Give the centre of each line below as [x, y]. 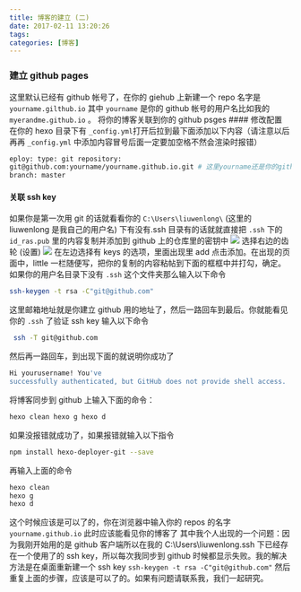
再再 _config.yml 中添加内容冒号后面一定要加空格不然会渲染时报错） [136, 142]
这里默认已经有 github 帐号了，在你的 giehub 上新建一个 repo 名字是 [135, 97]
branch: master [38, 176]
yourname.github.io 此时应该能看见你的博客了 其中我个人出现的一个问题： [146, 534]
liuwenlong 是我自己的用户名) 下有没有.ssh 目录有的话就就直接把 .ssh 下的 [146, 230]
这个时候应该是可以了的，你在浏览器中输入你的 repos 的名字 [120, 522]
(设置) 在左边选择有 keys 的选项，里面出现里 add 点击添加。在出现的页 [155, 252]
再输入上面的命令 [41, 470]
